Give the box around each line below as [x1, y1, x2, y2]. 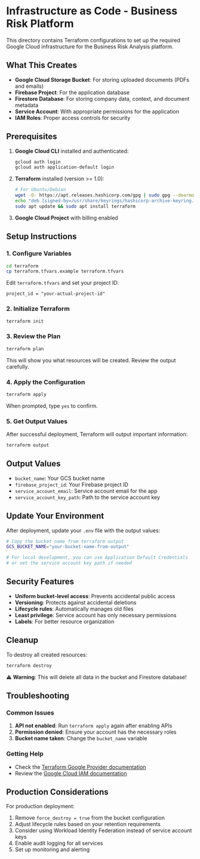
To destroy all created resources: [6, 651, 88, 658]
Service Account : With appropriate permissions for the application [14, 107, 180, 115]
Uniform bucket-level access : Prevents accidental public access [14, 592, 176, 599]
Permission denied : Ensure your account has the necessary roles [14, 728, 177, 735]
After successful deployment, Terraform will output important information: [6, 431, 188, 438]
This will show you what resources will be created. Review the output [6, 356, 176, 364]
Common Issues [6, 709, 55, 717]
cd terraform [6, 263, 39, 269]
